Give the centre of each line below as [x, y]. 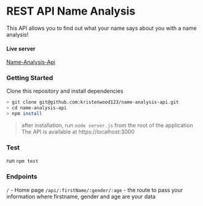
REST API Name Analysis [71, 11]
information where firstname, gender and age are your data [81, 196]
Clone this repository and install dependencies [65, 91]
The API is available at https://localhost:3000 [78, 132]
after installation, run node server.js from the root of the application [107, 126]
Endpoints [22, 177]
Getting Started [30, 78]
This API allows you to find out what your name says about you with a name [102, 28]
